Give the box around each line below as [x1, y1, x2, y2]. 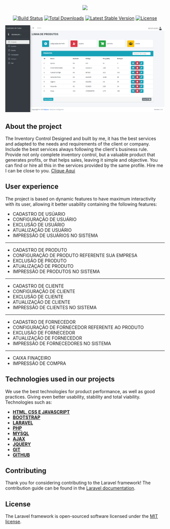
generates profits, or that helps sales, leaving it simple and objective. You [5, 157, 158, 163]
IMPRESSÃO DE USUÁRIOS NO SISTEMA [12, 232, 99, 238]
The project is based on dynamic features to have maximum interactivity [5, 196, 156, 202]
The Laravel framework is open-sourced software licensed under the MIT [5, 513, 158, 519]
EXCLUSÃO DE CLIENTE [12, 294, 64, 300]
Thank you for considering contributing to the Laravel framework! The [5, 480, 151, 486]
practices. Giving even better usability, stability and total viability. [5, 394, 141, 400]
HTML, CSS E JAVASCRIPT [12, 409, 70, 415]
